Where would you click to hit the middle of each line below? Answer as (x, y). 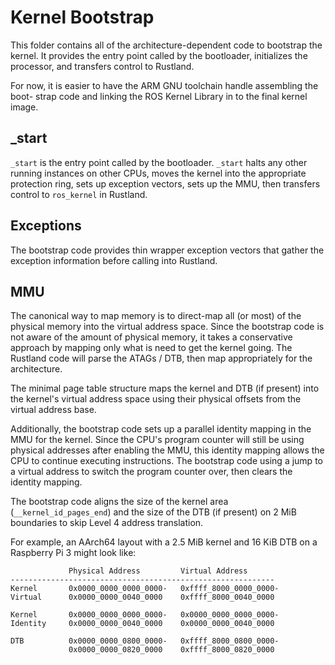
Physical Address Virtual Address (158, 571)
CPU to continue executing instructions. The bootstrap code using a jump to (166, 461)
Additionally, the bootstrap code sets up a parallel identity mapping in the (161, 429)
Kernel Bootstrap (82, 17)
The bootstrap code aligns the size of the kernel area (119, 502)
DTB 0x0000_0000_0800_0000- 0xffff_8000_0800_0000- (145, 641)
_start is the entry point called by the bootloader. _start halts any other (159, 162)
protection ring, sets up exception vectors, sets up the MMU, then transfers (165, 183)
